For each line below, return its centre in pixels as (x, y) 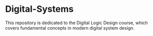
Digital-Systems (39, 9)
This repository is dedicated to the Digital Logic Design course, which (76, 23)
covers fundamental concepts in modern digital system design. (70, 28)
